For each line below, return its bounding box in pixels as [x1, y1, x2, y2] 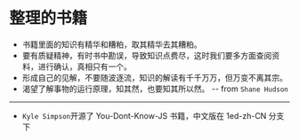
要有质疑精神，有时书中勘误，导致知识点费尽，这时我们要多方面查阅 [21, 50, 272, 60]
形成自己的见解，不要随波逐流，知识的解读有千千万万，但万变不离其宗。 [21, 72, 287, 82]
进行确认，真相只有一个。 [37, 61, 132, 72]
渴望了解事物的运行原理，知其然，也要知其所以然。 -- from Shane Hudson [21, 83, 289, 94]
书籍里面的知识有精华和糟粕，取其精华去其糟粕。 [21, 39, 202, 50]
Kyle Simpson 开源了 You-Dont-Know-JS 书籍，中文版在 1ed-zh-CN [21, 110, 267, 121]
